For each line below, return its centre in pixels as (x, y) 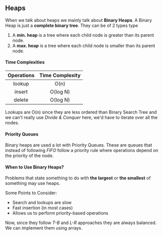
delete (21, 100)
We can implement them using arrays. (44, 228)
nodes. (12, 123)
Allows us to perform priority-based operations (60, 213)
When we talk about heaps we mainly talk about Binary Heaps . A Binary (79, 20)
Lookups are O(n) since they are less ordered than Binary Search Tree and (81, 112)
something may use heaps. (33, 183)
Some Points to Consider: (31, 193)
